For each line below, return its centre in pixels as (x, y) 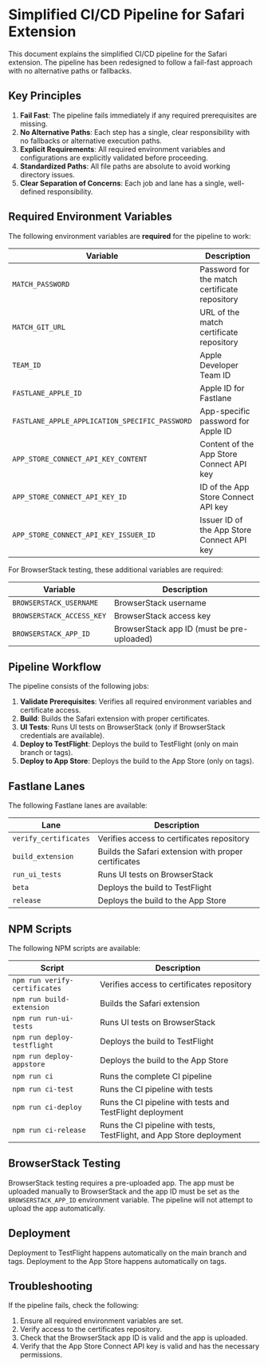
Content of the (227, 443)
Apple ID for (222, 387)
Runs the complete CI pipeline (156, 1076)
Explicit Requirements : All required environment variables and (122, 149)
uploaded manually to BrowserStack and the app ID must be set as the (124, 1191)
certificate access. (50, 710)
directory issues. (47, 174)
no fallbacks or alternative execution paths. (91, 141)
